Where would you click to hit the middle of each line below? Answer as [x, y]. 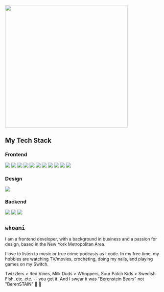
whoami [15, 228]
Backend [16, 202]
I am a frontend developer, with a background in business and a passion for [81, 239]
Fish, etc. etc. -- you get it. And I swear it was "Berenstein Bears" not [75, 279]
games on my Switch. [27, 264]
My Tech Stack [28, 141]
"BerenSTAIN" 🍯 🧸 [23, 284]
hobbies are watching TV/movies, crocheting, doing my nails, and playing [79, 259]
